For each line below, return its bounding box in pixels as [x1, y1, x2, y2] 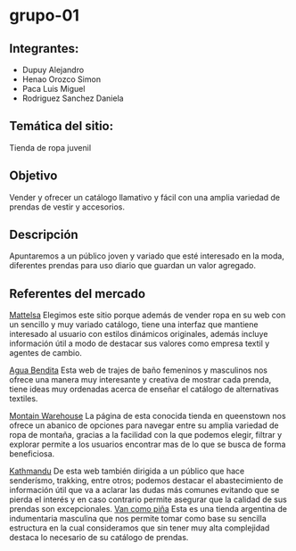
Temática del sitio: [9, 119, 114, 134]
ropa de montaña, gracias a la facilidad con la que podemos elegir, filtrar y [9, 430, 283, 440]
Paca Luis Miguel [21, 84, 86, 94]
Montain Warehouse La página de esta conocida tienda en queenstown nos [9, 411, 287, 422]
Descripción [9, 227, 78, 243]
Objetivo [9, 169, 58, 184]
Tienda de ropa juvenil [9, 142, 92, 152]
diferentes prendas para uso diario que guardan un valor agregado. [9, 260, 257, 271]
